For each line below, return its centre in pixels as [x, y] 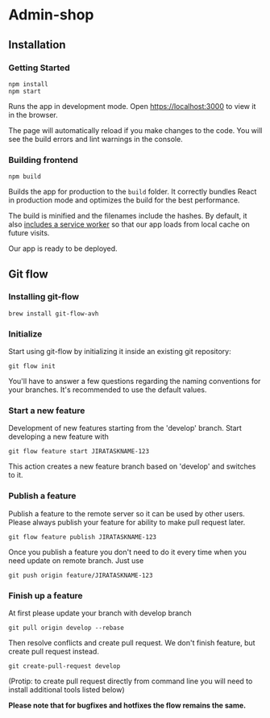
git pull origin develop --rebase [66, 628]
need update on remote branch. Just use [76, 560]
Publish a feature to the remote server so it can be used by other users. [127, 513]
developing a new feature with [58, 436]
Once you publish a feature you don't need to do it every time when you [128, 552]
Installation [37, 45]
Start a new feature [47, 411]
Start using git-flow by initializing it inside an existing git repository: [120, 352]
